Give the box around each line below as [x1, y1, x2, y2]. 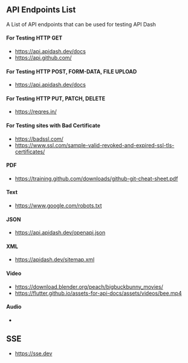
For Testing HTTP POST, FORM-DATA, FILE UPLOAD [6, 68, 137, 75]
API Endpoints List [6, 5, 76, 15]
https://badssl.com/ [14, 135, 64, 143]
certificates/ [14, 148, 46, 155]
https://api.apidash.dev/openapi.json [14, 229, 106, 236]
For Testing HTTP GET [6, 34, 63, 41]
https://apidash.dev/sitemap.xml [14, 256, 95, 263]
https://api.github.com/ [14, 54, 72, 62]
